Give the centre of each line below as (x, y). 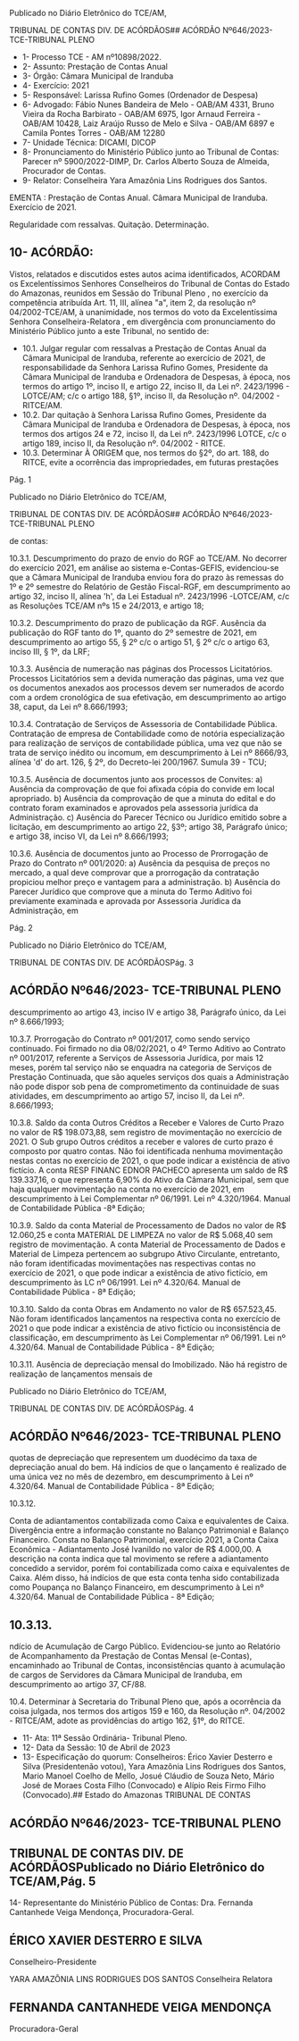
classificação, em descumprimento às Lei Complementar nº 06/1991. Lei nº (147, 1337)
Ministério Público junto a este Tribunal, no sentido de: (109, 330)
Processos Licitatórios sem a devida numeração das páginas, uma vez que (147, 678)
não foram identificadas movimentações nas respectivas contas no (133, 1263)
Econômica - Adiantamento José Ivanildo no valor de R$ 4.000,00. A (135, 1550)
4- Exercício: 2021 (55, 85)
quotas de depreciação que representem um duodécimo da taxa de (133, 1458)
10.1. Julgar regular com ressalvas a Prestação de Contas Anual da (144, 348)
